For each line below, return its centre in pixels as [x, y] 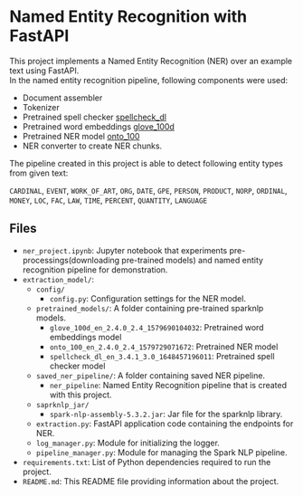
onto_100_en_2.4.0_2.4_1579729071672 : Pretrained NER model [164, 347]
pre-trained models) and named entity [193, 260]
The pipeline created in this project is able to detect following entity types [146, 163]
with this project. [80, 395]
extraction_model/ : [58, 279]
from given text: [39, 173]
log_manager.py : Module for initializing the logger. [128, 443]
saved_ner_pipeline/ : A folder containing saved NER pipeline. [150, 375]
